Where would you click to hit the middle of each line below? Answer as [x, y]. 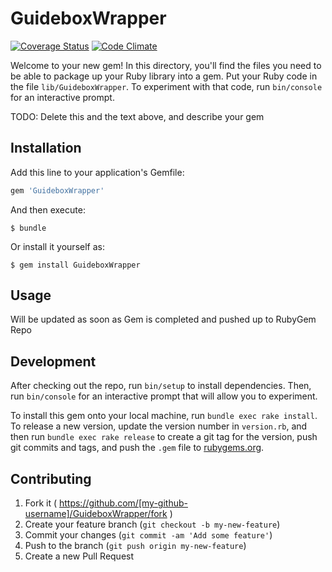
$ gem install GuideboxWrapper [75, 265]
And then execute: [48, 209]
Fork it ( [41, 503]
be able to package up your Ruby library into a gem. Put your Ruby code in [164, 76]
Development [53, 361]
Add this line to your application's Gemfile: [97, 172]
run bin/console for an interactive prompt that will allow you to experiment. [164, 396]
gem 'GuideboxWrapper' [57, 190]
